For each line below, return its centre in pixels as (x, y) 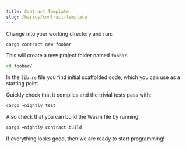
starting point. (23, 84)
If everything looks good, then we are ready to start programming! (85, 139)
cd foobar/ (19, 66)
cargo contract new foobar (39, 44)
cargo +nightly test (31, 106)
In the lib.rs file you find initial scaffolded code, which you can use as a (93, 77)
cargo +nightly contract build (44, 128)
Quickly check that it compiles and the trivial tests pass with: (79, 95)
